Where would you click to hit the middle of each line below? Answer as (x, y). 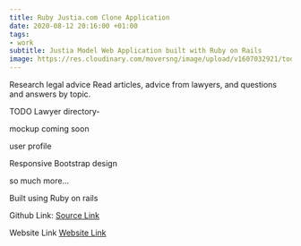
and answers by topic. (50, 94)
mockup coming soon (49, 129)
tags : (19, 34)
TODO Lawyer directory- (55, 111)
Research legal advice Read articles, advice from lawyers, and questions (143, 85)
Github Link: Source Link (55, 215)
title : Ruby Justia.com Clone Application (90, 17)
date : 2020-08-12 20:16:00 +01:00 (74, 26)
